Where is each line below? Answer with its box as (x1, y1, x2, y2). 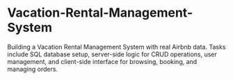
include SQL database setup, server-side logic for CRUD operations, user (7, 50, 218, 58)
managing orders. (7, 65, 58, 73)
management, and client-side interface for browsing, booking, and (7, 57, 198, 65)
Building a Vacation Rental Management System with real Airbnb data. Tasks (7, 42, 226, 51)
